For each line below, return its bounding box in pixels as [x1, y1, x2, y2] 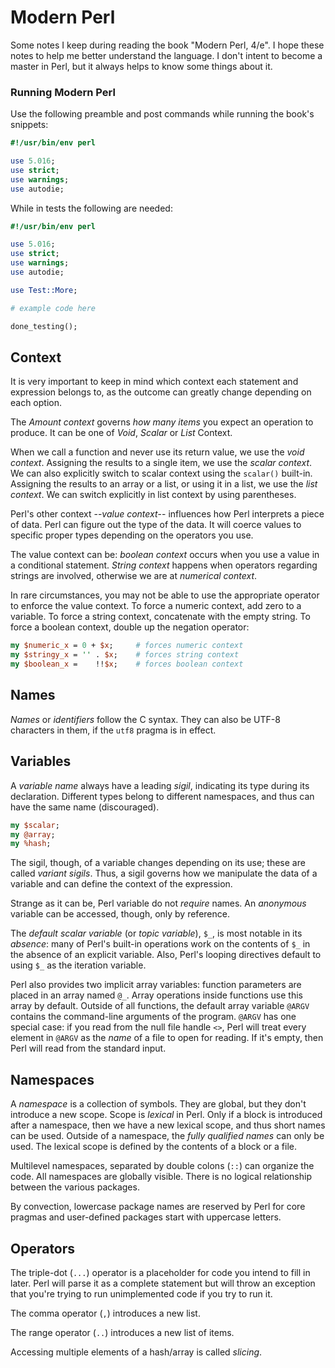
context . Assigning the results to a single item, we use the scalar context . [10, 457, 313, 469]
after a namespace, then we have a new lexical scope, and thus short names [10, 1119, 326, 1131]
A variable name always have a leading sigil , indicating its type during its [10, 779, 310, 791]
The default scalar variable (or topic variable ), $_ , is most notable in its [10, 927, 303, 940]
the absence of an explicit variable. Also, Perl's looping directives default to [10, 949, 322, 961]
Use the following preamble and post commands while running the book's [10, 108, 315, 120]
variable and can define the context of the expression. [10, 878, 233, 890]
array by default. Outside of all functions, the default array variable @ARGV [10, 1000, 310, 1012]
